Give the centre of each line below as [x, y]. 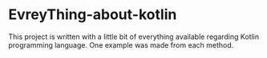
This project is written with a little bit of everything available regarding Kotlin [133, 37]
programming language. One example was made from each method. [121, 44]
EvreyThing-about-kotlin [93, 15]
